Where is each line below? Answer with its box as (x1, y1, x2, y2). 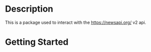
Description (5, 3, 53, 15)
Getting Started (5, 36, 69, 48)
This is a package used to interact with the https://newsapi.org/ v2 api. (5, 19, 147, 25)
